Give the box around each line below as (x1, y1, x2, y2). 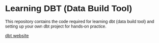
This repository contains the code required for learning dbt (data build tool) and (5, 18, 155, 24)
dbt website (5, 32, 29, 38)
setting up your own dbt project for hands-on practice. (5, 23, 106, 29)
